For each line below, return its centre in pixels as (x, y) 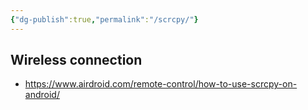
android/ (42, 95)
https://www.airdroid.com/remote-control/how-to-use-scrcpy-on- (161, 84)
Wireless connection (76, 60)
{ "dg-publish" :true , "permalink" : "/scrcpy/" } (104, 19)
